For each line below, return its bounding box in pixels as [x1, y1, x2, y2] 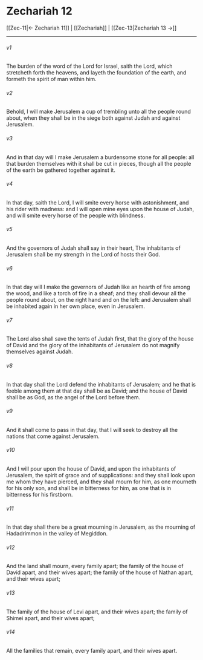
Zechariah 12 [6, 4, 72, 18]
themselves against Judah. [6, 348, 74, 355]
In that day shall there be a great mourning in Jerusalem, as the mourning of [6, 523, 196, 531]
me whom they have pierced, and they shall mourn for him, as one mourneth [6, 478, 196, 485]
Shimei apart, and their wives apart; [6, 614, 95, 621]
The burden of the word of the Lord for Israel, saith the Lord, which [6, 62, 173, 70]
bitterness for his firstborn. [6, 491, 73, 498]
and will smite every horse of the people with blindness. [6, 212, 145, 219]
